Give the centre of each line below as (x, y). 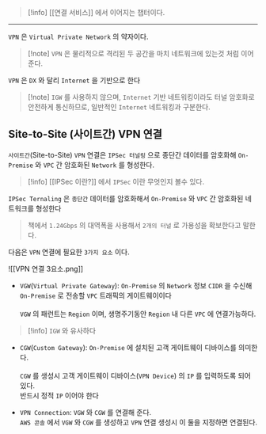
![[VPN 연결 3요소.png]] (46, 268)
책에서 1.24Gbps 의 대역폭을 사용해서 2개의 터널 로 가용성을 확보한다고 (134, 225)
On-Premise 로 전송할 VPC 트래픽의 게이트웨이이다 (95, 295)
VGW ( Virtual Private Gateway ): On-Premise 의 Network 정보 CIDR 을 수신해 (136, 285)
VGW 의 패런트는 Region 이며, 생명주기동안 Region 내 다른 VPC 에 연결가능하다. (138, 314)
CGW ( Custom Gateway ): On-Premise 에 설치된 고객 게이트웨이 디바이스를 (128, 347)
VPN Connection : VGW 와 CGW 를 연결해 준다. (85, 412)
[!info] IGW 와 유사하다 (62, 330)
